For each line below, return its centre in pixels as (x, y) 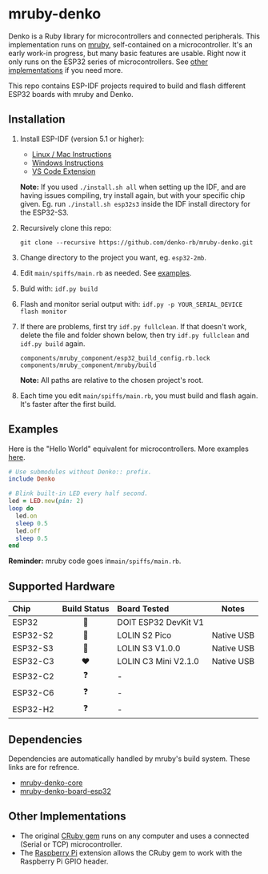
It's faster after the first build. (68, 404)
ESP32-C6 (33, 692)
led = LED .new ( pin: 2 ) (46, 501)
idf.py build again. (52, 343)
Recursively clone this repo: (66, 228)
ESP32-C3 (33, 662)
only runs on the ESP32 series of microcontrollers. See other (108, 62)
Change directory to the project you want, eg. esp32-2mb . (113, 257)
